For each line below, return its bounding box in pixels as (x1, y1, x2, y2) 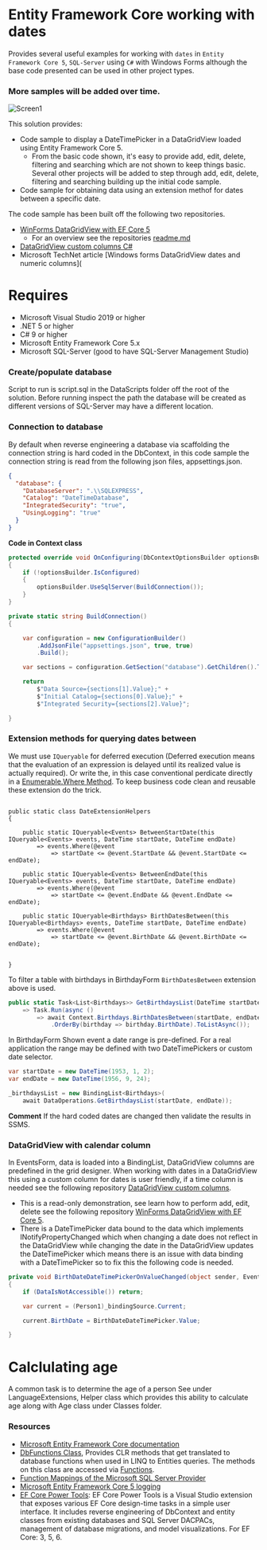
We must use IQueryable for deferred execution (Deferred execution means (8, 751, 256, 761)
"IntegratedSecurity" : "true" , (22, 502, 126, 510)
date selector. (8, 1052, 53, 1062)
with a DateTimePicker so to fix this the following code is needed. (19, 1258, 234, 1267)
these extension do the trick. (8, 785, 102, 794)
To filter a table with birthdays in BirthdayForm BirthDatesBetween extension (8, 974, 257, 984)
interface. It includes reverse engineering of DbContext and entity (19, 1507, 235, 1517)
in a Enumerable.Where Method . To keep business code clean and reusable (8, 777, 256, 786)
